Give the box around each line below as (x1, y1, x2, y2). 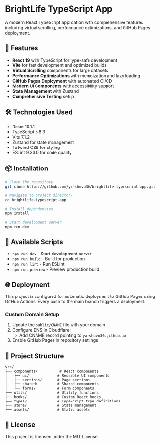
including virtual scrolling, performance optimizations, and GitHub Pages (5, 24, 151, 30)
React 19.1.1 (12, 124, 35, 129)
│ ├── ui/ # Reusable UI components (5, 373, 110, 378)
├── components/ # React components (5, 369, 99, 374)
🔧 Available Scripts (5, 238, 63, 246)
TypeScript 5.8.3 (12, 128, 45, 135)
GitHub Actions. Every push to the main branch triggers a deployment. (5, 299, 146, 304)
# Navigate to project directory (5, 193, 73, 198)
